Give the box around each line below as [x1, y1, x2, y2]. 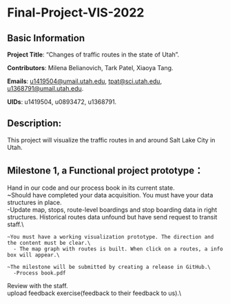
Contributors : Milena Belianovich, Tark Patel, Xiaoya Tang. [7, 64, 174, 72]
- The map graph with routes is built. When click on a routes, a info [13, 246, 224, 252]
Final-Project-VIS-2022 [7, 5, 145, 21]
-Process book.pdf [13, 270, 67, 276]
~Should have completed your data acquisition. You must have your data [7, 191, 213, 199]
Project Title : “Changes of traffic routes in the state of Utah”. [7, 50, 180, 58]
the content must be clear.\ [7, 239, 91, 246]
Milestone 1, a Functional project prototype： [7, 165, 204, 177]
